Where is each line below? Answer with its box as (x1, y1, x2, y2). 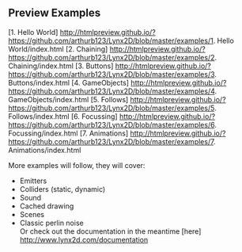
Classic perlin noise (19, 218, 85, 227)
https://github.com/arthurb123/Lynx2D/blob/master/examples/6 (8, 120, 215, 129)
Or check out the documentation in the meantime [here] (19, 226, 202, 236)
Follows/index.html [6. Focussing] (8, 111, 118, 121)
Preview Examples (8, 6, 101, 20)
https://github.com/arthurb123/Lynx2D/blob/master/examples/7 (8, 136, 214, 146)
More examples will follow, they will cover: (8, 160, 146, 170)
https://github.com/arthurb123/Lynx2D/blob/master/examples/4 (8, 86, 215, 96)
